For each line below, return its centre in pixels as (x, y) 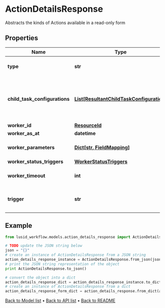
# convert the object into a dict (41, 278)
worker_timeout (27, 175)
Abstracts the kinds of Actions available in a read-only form (65, 23)
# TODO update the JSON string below (44, 246)
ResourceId (88, 125)
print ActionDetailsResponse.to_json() (46, 269)
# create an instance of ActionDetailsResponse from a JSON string (76, 255)
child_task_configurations (39, 99)
